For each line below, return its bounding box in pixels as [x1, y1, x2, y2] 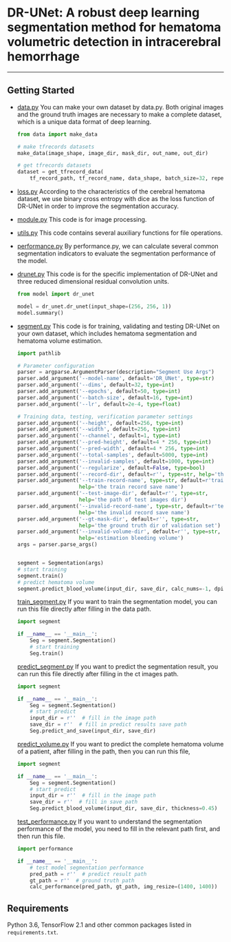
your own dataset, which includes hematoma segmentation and [16, 329, 197, 337]
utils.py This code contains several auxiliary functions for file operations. [16, 229, 223, 237]
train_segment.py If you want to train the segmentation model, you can [16, 598, 218, 606]
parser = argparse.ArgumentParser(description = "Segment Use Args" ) [16, 368, 215, 376]
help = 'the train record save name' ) [78, 483, 184, 490]
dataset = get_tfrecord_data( [16, 169, 104, 176]
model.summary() [16, 309, 64, 316]
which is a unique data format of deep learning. [16, 117, 152, 125]
